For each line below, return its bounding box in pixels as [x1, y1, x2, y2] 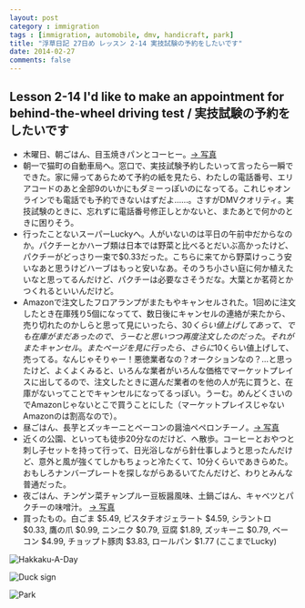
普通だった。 [22, 479, 71, 490]
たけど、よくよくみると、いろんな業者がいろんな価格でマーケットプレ [22, 365, 287, 376]
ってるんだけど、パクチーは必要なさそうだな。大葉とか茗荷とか [54, 274, 294, 285]
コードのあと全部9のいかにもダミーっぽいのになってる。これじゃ [30, 183, 275, 194]
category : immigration [9, 22, 100, 31]
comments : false [9, 56, 71, 65]
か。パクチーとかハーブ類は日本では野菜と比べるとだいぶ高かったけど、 [22, 239, 293, 250]
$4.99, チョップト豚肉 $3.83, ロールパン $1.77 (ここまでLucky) [40, 535, 278, 546]
